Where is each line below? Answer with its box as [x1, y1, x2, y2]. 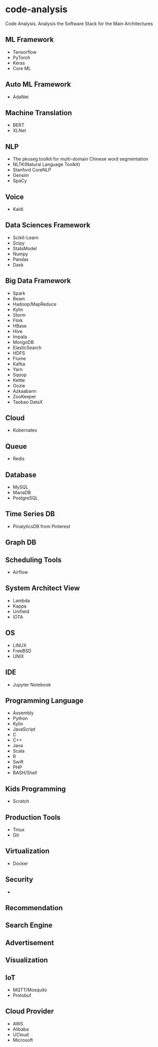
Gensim [12, 172, 29, 179]
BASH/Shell [12, 770, 37, 776]
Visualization [5, 956, 48, 965]
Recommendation [5, 903, 63, 912]
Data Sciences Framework [5, 221, 91, 230]
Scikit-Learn [12, 234, 39, 241]
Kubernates [12, 427, 37, 433]
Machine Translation [5, 108, 72, 117]
